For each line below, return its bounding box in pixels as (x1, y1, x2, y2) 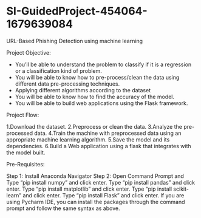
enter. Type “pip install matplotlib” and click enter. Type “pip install (6, 185, 172, 192)
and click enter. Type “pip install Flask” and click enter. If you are (22, 191, 185, 199)
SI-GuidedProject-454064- (6, 4, 148, 18)
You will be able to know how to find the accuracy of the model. (15, 93, 175, 100)
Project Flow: (6, 111, 39, 118)
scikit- (172, 185, 189, 192)
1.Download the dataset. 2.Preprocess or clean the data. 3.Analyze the (6, 123, 182, 130)
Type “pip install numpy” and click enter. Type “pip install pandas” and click (6, 179, 196, 186)
